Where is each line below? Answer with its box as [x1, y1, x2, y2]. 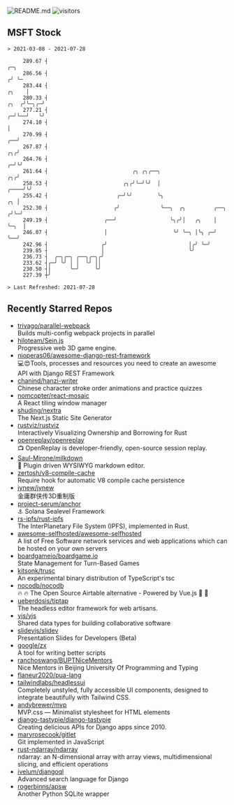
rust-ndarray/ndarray [17, 745, 78, 753]
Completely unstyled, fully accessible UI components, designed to [17, 686, 208, 694]
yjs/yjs [17, 611, 37, 620]
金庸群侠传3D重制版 [17, 491, 75, 500]
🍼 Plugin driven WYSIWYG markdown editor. [17, 461, 145, 470]
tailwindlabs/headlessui [17, 678, 86, 686]
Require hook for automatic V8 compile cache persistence [17, 476, 185, 484]
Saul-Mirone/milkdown [17, 454, 83, 462]
